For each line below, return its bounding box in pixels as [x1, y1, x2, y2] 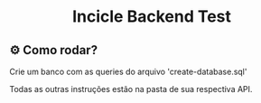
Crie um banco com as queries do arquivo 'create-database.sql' [9, 66, 247, 77]
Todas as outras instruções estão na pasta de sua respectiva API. [9, 84, 253, 94]
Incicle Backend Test [71, 6, 232, 27]
